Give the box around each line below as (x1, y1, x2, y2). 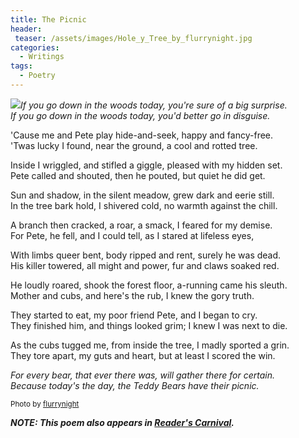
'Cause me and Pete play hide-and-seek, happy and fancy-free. (10, 129, 274, 141)
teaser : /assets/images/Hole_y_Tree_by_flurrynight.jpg (14, 33, 253, 43)
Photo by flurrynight (10, 399, 80, 409)
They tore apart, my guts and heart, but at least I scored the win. (10, 349, 276, 361)
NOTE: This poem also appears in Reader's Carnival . (10, 416, 235, 428)
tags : (10, 61, 33, 71)
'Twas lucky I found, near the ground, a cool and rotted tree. (10, 139, 258, 151)
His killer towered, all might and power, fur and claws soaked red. (10, 259, 280, 271)
